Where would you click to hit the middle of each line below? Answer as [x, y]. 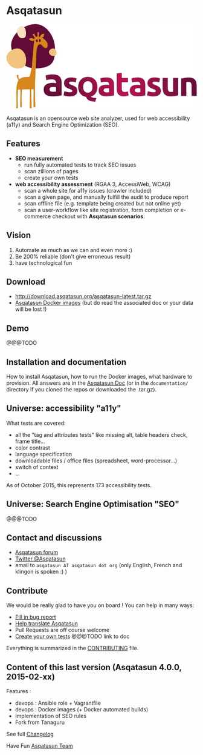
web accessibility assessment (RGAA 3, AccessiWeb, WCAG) [93, 184]
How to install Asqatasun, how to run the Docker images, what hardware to [99, 377]
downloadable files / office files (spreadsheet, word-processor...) [96, 461]
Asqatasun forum [37, 553]
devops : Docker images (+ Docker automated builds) [82, 710]
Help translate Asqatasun [47, 624]
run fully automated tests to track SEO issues [80, 165]
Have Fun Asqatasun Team [40, 746]
